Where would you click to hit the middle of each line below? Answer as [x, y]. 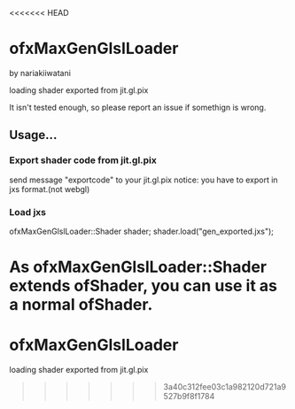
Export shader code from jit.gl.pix [83, 160]
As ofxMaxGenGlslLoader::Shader [138, 267]
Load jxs [28, 212]
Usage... [33, 135]
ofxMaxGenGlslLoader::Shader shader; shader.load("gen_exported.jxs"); [142, 231]
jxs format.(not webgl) [50, 189]
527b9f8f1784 [189, 397]
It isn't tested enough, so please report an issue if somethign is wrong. [138, 107]
